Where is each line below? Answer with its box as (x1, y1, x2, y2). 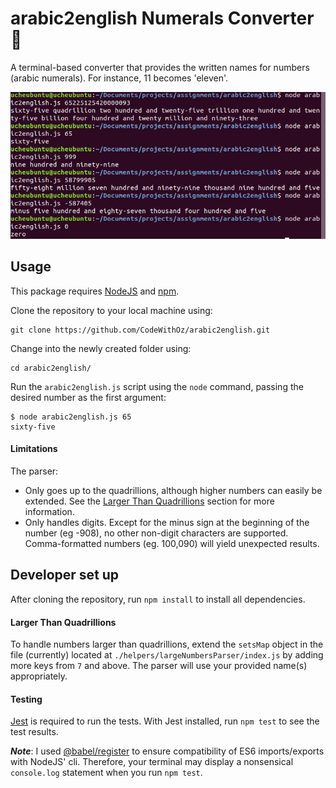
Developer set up (10, 567, 120, 584)
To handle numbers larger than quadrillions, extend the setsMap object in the (10, 638, 324, 651)
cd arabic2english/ (10, 363, 92, 373)
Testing (10, 693, 43, 705)
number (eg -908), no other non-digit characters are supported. (24, 527, 289, 539)
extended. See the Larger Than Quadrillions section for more (24, 495, 275, 507)
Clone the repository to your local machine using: (10, 304, 213, 316)
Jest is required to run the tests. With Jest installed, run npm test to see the (10, 715, 320, 727)
